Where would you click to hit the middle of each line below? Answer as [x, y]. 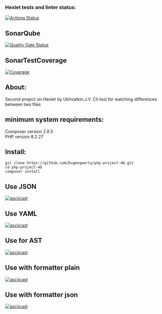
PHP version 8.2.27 [24, 137]
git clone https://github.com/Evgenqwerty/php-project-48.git [69, 163]
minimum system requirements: [54, 120]
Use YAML [21, 214]
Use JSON [21, 186]
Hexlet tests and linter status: [41, 7]
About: [16, 88]
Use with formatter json [42, 295]
